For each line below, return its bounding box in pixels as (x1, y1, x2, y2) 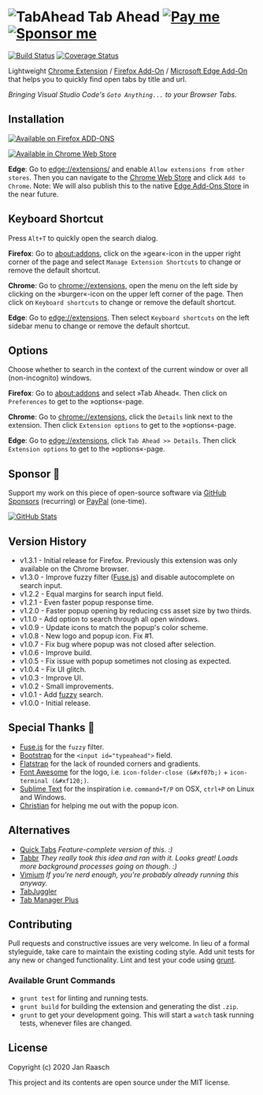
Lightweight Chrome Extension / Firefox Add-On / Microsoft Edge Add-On (8, 66, 248, 75)
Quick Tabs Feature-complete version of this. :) (19, 845, 173, 854)
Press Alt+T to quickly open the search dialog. (8, 233, 158, 242)
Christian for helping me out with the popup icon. (19, 801, 180, 810)
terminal (19, 777, 49, 785)
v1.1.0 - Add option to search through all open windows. (19, 614, 200, 624)
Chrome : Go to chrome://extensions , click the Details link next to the (8, 412, 233, 422)
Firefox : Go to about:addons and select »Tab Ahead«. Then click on (8, 388, 228, 398)
